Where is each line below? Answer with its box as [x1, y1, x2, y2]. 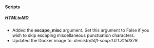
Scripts [5, 4, 20, 10]
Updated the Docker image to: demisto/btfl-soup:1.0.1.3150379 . [12, 37, 139, 43]
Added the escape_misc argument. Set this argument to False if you [12, 27, 150, 33]
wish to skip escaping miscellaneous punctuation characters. [12, 32, 135, 38]
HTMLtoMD [5, 15, 29, 21]
